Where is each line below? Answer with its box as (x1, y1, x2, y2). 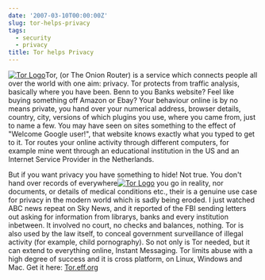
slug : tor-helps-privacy (8, 19, 90, 27)
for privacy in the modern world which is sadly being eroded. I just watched (8, 195, 255, 205)
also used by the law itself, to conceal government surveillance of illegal (8, 229, 244, 238)
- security (15, 33, 52, 42)
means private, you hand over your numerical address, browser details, (8, 104, 241, 113)
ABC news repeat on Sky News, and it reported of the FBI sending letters (8, 204, 247, 213)
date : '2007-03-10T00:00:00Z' (8, 11, 109, 20)
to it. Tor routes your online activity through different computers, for (8, 138, 230, 147)
